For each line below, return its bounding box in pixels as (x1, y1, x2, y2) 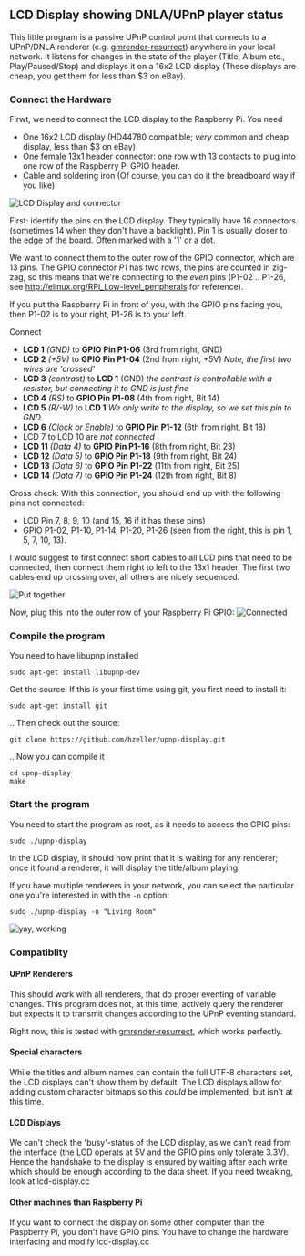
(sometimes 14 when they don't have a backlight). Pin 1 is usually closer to (9, 225, 289, 236)
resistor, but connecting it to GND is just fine (22, 383, 189, 394)
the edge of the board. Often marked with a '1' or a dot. (9, 234, 216, 245)
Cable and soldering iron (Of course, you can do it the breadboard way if (22, 171, 296, 182)
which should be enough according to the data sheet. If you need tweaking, (9, 1167, 293, 1178)
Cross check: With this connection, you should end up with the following (9, 488, 281, 499)
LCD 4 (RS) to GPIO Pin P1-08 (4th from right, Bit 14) (22, 392, 220, 404)
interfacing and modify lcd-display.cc (9, 1236, 150, 1248)
